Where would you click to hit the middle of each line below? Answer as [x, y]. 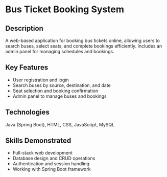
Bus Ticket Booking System [65, 9]
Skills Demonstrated [38, 141]
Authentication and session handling [51, 164]
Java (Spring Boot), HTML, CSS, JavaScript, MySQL [60, 124]
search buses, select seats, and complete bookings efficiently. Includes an [84, 46]
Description [24, 28]
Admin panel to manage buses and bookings [59, 96]
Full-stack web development [43, 153]
